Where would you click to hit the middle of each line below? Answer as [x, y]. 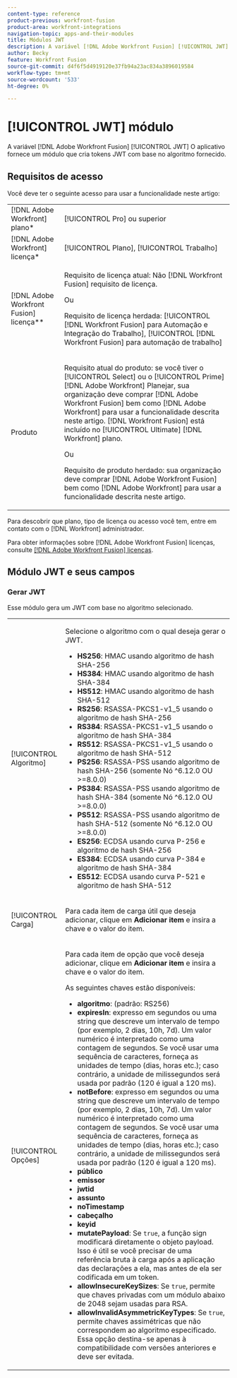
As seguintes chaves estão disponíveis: [130, 988]
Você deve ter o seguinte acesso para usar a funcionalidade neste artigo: [114, 193]
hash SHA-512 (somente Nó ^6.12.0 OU [145, 823]
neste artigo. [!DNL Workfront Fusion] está [134, 421]
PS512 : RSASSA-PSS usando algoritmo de [148, 815]
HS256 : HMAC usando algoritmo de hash [146, 656]
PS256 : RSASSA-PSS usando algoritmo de [148, 762]
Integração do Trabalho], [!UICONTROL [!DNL [140, 334]
